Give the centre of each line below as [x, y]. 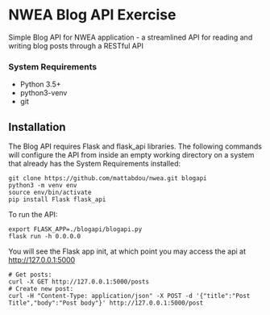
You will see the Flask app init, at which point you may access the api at [127, 251]
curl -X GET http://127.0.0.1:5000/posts [79, 282]
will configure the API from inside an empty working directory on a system [131, 155]
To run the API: [33, 215]
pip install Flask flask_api [57, 199]
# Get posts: [30, 275]
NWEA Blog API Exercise [92, 15]
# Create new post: [41, 289]
